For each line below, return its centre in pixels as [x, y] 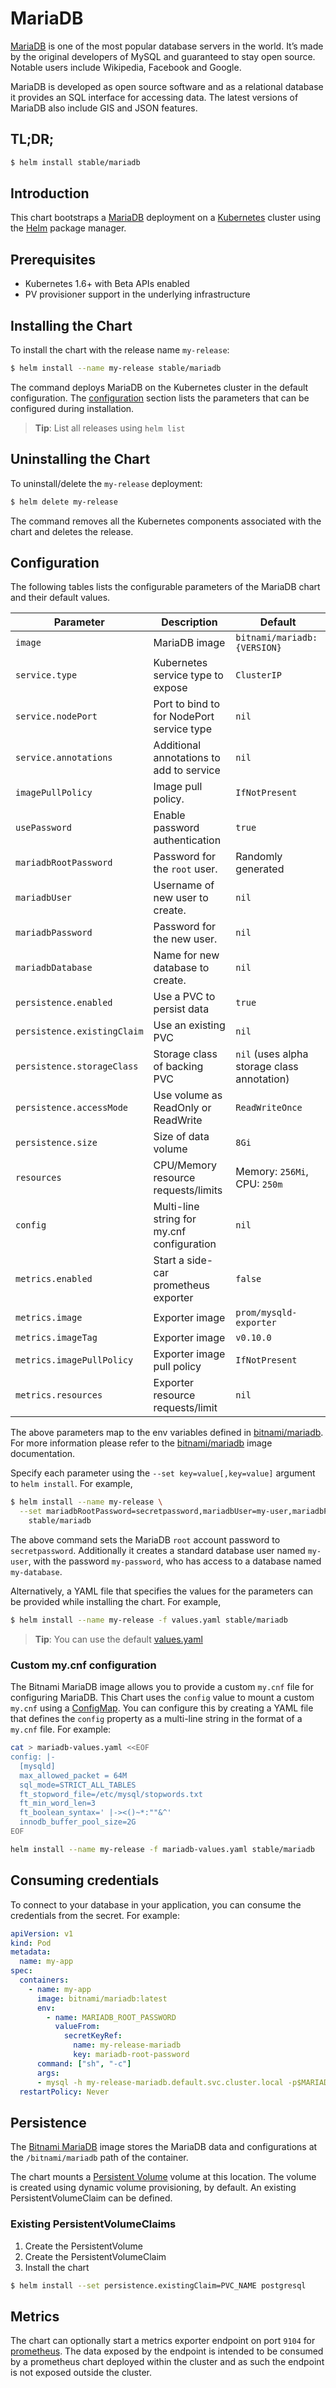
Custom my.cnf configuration [83, 1665]
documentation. [43, 1454]
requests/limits [188, 1190]
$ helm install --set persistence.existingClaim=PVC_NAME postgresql [158, 2285]
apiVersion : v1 [42, 1933]
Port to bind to [186, 704]
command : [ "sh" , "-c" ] [84, 2063]
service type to [188, 675]
